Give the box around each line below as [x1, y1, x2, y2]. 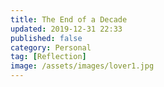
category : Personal [10, 42, 92, 53]
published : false [10, 33, 83, 43]
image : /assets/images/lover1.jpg [10, 61, 155, 71]
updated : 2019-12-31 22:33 [10, 24, 123, 34]
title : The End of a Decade [10, 14, 128, 25]
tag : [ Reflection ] [10, 52, 87, 62]
